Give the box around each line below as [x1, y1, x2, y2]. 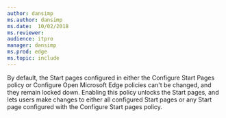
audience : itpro [7, 36, 53, 43]
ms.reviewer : [7, 29, 45, 36]
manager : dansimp [7, 42, 57, 49]
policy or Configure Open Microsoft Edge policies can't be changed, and [7, 80, 212, 89]
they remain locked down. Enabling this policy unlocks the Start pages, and [7, 88, 219, 96]
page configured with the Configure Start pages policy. [7, 102, 163, 110]
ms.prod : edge [7, 49, 48, 56]
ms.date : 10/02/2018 [7, 23, 69, 29]
